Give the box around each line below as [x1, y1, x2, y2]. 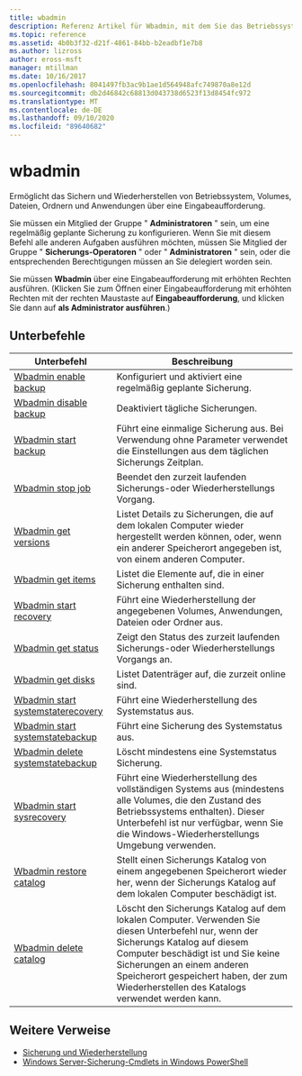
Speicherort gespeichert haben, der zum [116, 970, 288, 982]
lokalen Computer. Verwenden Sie [116, 913, 261, 926]
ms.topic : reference [9, 30, 87, 39]
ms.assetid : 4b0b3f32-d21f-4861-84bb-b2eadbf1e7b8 [9, 38, 203, 48]
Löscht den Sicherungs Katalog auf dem [116, 902, 286, 915]
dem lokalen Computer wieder [116, 519, 244, 532]
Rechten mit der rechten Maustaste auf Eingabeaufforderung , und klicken [9, 292, 285, 303]
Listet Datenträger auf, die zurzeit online [116, 668, 286, 680]
